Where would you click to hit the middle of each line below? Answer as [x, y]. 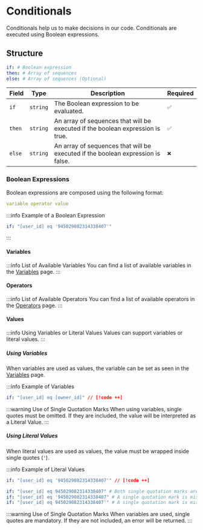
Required [180, 93]
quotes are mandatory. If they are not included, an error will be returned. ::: [99, 521]
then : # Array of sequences [42, 73]
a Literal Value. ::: [28, 422]
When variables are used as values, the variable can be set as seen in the [98, 368]
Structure [25, 54]
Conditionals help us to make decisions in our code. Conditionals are [92, 28]
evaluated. [69, 111]
